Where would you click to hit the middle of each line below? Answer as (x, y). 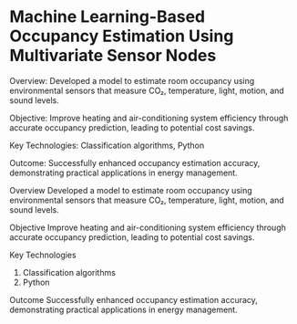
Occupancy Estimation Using (122, 36)
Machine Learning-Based (108, 17)
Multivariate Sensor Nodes (113, 56)
